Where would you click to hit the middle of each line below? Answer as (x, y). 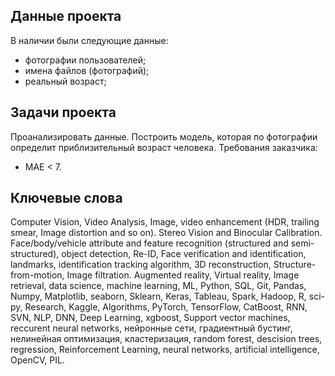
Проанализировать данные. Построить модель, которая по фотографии (164, 136)
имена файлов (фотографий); (87, 70)
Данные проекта (66, 16)
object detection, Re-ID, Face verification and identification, (184, 254)
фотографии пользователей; (85, 60)
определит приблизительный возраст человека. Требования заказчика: (164, 147)
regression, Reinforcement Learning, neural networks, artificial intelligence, (165, 350)
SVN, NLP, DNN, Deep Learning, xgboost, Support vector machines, (150, 318)
